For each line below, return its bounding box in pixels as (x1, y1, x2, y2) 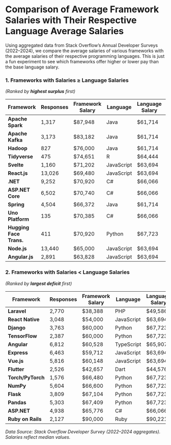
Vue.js (8, 357, 24, 364)
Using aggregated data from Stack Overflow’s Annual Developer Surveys (5, 42, 158, 48)
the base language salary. (5, 64, 60, 70)
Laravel (8, 308, 26, 315)
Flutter (8, 365, 24, 372)
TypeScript (115, 341, 141, 348)
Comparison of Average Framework (5, 4, 159, 15)
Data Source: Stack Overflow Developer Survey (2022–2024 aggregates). (5, 428, 161, 435)
